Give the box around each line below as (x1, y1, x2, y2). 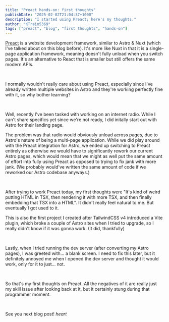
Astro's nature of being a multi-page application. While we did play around (5, 137, 160, 143)
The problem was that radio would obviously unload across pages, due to (5, 132, 158, 138)
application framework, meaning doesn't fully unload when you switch (17, 51, 163, 57)
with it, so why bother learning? (5, 92, 71, 98)
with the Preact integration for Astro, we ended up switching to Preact (5, 142, 150, 149)
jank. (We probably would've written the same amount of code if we (5, 164, 146, 170)
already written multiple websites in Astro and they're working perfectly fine (5, 86, 163, 92)
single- (149, 45, 164, 51)
